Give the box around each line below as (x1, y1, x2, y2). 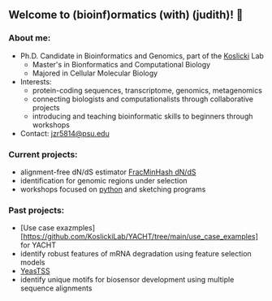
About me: (8, 32, 51, 44)
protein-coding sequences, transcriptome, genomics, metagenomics (32, 85, 262, 95)
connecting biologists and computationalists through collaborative (32, 94, 254, 104)
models (19, 257, 45, 268)
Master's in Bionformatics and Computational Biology (32, 59, 211, 69)
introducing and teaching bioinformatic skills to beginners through (32, 111, 253, 121)
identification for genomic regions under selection (19, 175, 188, 185)
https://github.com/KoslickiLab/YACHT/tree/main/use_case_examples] (23, 232, 258, 242)
